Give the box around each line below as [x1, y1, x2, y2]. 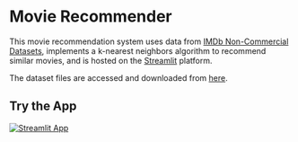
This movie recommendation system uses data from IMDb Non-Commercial [9, 36, 289, 47]
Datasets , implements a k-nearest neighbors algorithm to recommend [9, 45, 267, 56]
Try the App [9, 99, 77, 114]
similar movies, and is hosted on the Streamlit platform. [9, 55, 213, 66]
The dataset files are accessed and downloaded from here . [9, 72, 228, 83]
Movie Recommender [9, 6, 172, 27]
